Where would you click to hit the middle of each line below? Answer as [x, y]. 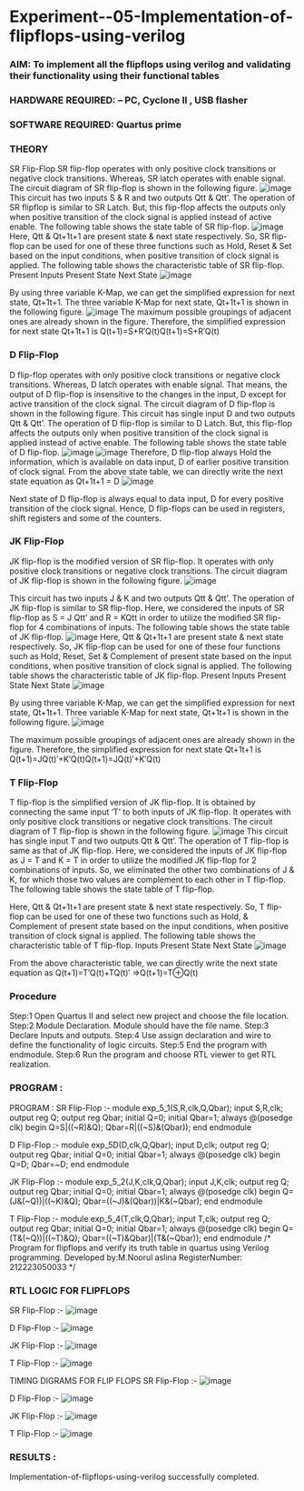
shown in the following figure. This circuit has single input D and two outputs [152, 413]
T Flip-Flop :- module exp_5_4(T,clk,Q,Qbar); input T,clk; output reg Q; [140, 1218]
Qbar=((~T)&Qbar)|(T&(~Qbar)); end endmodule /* [177, 1237]
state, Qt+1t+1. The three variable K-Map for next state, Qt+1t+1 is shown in [149, 303]
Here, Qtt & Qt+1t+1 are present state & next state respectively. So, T [137, 907]
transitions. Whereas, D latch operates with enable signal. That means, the [148, 385]
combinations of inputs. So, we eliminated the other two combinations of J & [152, 870]
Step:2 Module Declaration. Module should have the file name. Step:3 [139, 1026]
